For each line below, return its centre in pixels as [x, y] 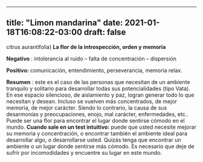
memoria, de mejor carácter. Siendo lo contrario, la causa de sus [87, 108]
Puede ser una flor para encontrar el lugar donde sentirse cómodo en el [96, 120]
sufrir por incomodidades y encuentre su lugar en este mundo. [84, 152]
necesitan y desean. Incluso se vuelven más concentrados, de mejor [92, 101]
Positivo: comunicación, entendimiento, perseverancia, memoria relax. [94, 70]
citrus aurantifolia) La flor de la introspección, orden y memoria [86, 47]
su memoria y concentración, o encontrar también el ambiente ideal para [97, 133]
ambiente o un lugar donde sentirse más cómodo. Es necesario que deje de [100, 146]
